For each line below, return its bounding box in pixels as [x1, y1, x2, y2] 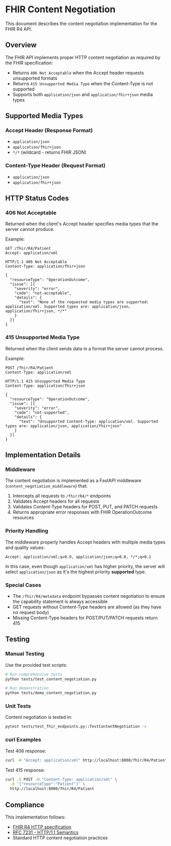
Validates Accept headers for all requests [12, 498, 99, 504]
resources [12, 514, 34, 521]
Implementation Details [5, 451, 81, 459]
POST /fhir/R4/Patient [5, 365, 53, 370]
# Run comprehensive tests [5, 672, 63, 677]
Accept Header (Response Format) [5, 127, 93, 134]
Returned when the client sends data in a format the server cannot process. [5, 345, 164, 351]
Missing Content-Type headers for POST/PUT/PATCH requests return [12, 615, 158, 621]
